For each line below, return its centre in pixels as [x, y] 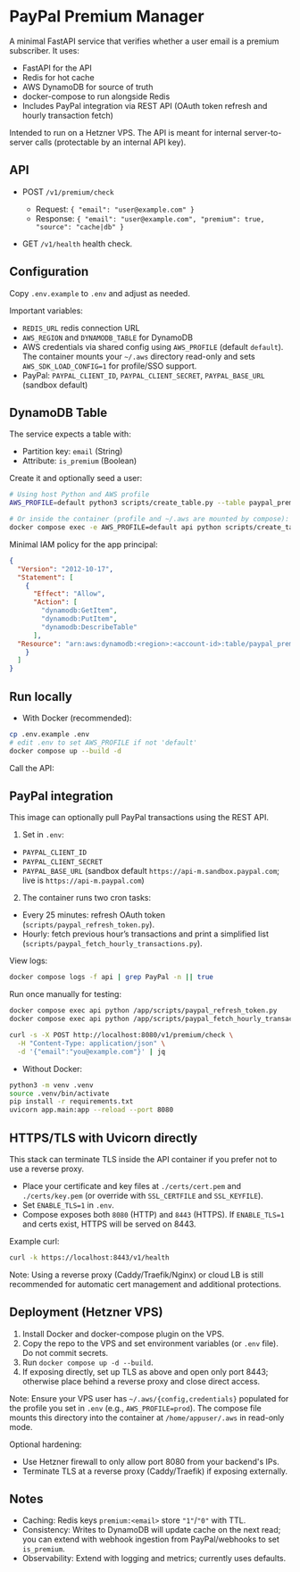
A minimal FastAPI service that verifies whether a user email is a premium [144, 41]
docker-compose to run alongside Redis [96, 96]
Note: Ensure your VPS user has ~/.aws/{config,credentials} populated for [149, 1398]
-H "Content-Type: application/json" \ [92, 1043]
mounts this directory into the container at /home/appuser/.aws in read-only [147, 1418]
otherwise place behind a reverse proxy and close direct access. [141, 1381]
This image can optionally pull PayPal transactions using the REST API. [139, 818]
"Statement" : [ [46, 578]
